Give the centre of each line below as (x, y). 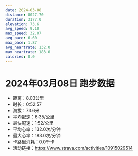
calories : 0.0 (20, 57)
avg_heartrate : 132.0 (28, 47)
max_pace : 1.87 (21, 43)
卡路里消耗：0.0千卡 (33, 142)
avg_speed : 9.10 (22, 29)
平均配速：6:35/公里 (33, 117)
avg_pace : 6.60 (21, 38)
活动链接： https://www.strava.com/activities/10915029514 (73, 148)
